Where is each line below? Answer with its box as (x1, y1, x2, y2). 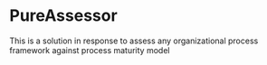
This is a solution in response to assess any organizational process (9, 35, 259, 46)
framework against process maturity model (9, 44, 170, 55)
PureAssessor (9, 5, 118, 26)
